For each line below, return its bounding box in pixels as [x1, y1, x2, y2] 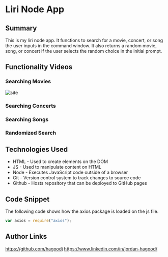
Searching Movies [5, 78, 51, 85]
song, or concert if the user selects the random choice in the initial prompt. [5, 48, 162, 54]
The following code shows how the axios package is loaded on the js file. [5, 208, 159, 214]
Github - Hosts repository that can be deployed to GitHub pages [12, 180, 147, 186]
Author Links [5, 232, 47, 241]
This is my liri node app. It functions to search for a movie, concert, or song [5, 37, 163, 43]
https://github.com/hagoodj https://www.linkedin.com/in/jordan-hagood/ [5, 245, 158, 252]
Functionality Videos [5, 62, 73, 72]
